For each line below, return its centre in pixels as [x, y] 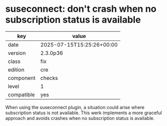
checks [49, 78]
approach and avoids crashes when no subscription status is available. [80, 118]
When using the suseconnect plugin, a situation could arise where [75, 107]
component [22, 78]
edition [16, 70]
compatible [21, 94]
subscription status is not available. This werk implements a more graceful [84, 113]
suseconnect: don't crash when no [81, 9]
